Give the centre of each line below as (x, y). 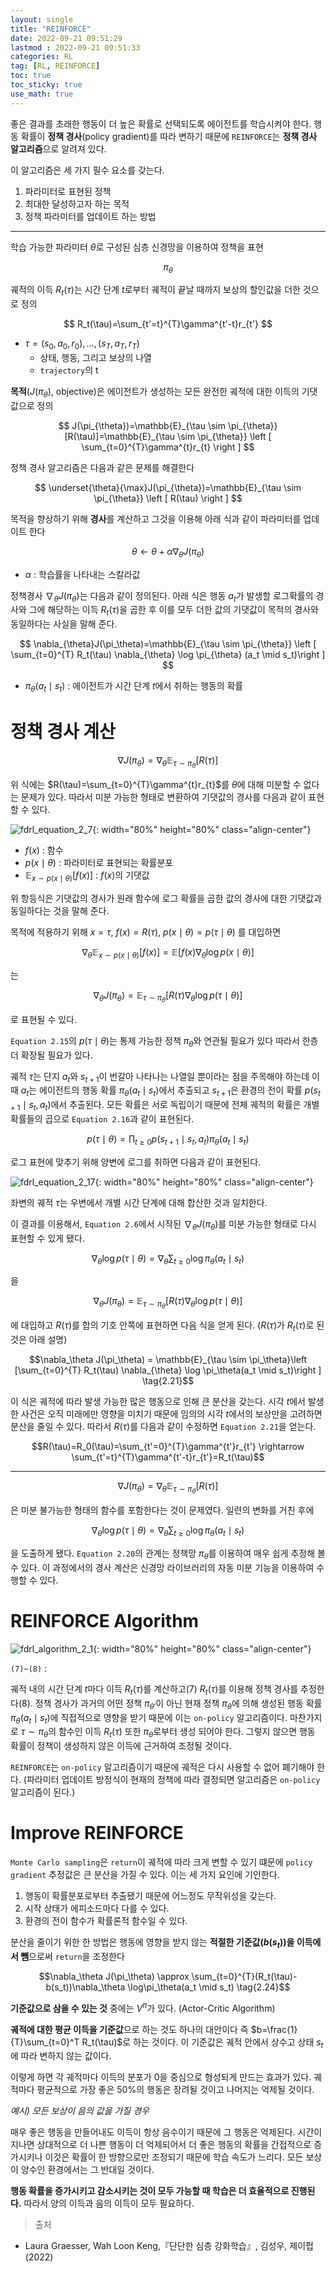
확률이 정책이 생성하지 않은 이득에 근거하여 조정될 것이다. (121, 1746)
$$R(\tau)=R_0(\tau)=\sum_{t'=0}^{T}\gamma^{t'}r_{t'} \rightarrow (168, 1447)
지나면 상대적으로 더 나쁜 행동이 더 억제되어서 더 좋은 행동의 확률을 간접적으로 (161, 2145)
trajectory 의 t (69, 370)
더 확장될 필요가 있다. (51, 1055)
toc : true (31, 76)
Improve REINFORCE (97, 1833)
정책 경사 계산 (63, 732)
